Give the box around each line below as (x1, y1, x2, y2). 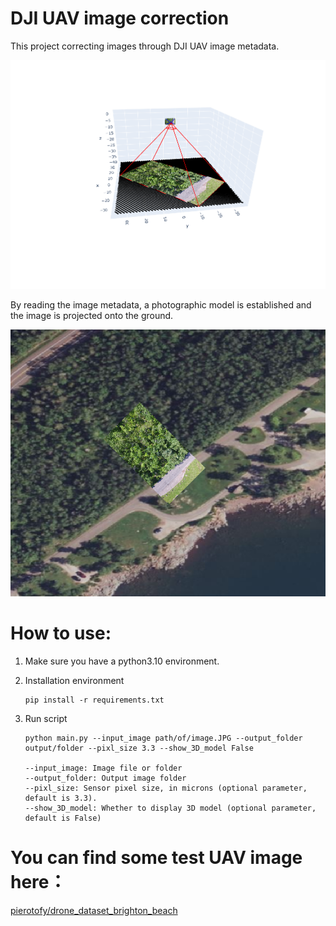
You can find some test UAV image (10, 847, 303, 869)
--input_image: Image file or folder (24, 763, 183, 773)
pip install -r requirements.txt (24, 695, 165, 705)
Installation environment (24, 674, 125, 686)
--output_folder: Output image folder (24, 773, 187, 783)
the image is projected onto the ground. (10, 310, 174, 322)
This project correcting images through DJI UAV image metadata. (10, 40, 280, 52)
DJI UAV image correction (10, 7, 230, 30)
